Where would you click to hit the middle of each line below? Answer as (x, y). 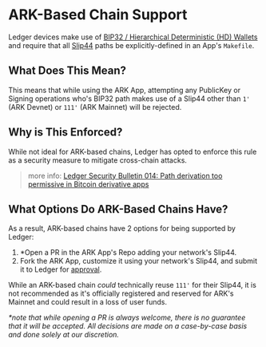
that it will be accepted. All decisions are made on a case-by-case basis (128, 326)
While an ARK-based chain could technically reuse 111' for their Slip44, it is (133, 285)
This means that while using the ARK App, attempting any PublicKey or (125, 90)
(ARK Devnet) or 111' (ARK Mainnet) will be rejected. (95, 107)
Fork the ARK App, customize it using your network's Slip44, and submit (139, 261)
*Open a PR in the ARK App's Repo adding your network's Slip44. (128, 252)
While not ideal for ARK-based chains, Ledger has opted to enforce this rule (133, 151)
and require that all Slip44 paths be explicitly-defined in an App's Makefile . (131, 45)
